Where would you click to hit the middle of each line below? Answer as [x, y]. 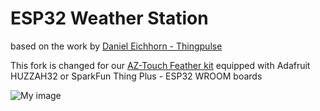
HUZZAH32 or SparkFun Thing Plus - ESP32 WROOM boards [136, 76]
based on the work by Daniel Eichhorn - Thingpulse [116, 46]
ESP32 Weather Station [109, 18]
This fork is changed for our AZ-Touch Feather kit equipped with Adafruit [160, 65]
